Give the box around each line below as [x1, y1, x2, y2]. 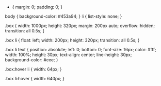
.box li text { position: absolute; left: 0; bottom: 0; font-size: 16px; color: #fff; [5, 47, 157, 52]
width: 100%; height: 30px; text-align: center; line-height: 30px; [5, 52, 132, 57]
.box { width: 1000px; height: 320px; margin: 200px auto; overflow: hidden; [5, 23, 155, 29]
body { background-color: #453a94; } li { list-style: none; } [5, 14, 122, 19]
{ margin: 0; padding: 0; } [12, 4, 63, 10]
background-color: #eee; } [5, 57, 58, 62]
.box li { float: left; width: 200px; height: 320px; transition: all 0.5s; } [5, 37, 140, 43]
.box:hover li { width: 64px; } [5, 66, 62, 72]
